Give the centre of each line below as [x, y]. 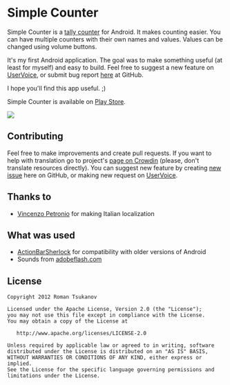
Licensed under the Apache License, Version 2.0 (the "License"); [105, 310]
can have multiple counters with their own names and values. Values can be [115, 39]
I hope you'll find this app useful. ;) [57, 88]
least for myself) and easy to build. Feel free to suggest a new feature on [111, 67]
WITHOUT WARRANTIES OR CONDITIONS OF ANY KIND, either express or [105, 358]
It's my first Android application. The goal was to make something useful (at [115, 60]
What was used [41, 235]
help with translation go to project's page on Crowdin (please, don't [103, 160]
